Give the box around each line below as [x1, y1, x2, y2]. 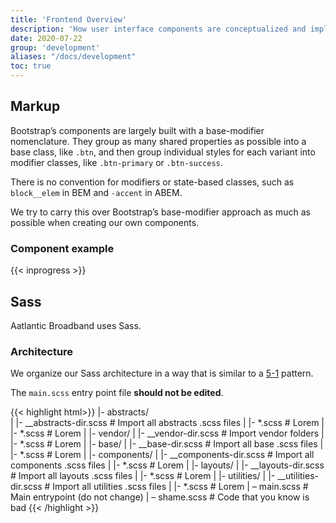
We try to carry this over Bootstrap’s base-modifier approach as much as [10, 206, 311, 218]
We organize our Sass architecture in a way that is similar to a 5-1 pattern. [10, 367, 314, 380]
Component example [10, 241, 115, 255]
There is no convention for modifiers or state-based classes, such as [10, 176, 295, 188]
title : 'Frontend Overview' [10, 14, 128, 25]
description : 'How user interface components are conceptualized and [10, 24, 307, 34]
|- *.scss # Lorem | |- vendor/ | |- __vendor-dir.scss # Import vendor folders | [10, 427, 325, 440]
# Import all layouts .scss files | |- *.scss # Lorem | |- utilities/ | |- [10, 470, 276, 482]
